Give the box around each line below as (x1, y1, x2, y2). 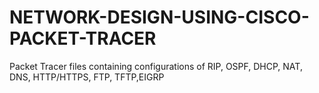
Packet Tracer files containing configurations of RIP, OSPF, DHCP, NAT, (9, 60, 303, 72)
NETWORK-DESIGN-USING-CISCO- (9, 6, 310, 29)
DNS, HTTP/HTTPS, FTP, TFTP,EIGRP (9, 71, 165, 83)
